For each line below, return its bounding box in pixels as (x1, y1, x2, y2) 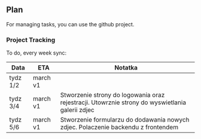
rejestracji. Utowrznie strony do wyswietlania (60, 98, 187, 107)
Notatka (114, 64, 138, 72)
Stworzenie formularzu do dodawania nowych (60, 116, 190, 124)
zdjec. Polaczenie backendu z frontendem (60, 123, 178, 131)
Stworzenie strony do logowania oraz (60, 91, 165, 99)
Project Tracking (6, 35, 56, 44)
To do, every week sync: (6, 49, 67, 56)
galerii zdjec (60, 106, 95, 114)
